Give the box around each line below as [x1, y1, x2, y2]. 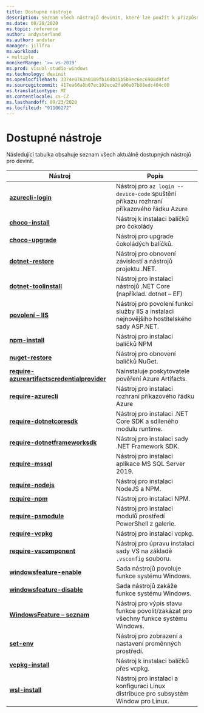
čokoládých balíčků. [116, 240, 173, 248]
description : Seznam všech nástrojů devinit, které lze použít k [6, 15, 175, 21]
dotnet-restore [9, 257, 55, 266]
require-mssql [9, 459, 53, 468]
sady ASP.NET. [116, 322, 159, 331]
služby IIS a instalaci [116, 307, 174, 316]
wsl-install [9, 686, 42, 694]
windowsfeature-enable [9, 568, 82, 576]
